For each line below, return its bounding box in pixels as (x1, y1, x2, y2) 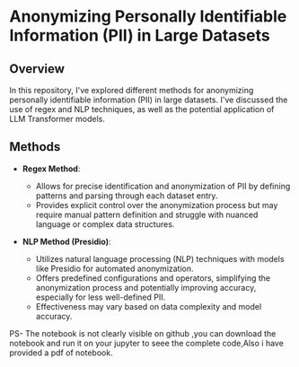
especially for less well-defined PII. (35, 292, 166, 302)
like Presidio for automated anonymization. (35, 263, 195, 274)
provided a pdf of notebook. (9, 347, 114, 358)
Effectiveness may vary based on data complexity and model (35, 301, 262, 311)
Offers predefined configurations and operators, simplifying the (35, 272, 271, 284)
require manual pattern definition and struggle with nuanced (35, 209, 259, 220)
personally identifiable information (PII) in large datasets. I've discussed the (9, 94, 288, 105)
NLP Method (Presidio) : (22, 236, 111, 247)
